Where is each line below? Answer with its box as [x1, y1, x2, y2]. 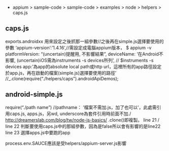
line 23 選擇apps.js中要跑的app [5, 129, 71, 135]
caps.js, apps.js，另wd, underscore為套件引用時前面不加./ [9, 111, 131, 117]
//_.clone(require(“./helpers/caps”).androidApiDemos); [5, 75, 119, 81]
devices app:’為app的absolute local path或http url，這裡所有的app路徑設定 [5, 63, 161, 70]
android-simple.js [5, 90, 63, 99]
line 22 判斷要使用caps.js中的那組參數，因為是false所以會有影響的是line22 [5, 123, 161, 129]
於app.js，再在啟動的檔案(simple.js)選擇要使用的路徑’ [5, 70, 117, 76]
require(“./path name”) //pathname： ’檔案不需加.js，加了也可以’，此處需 [5, 104, 157, 110]
